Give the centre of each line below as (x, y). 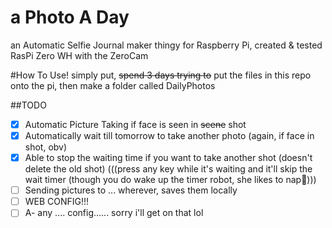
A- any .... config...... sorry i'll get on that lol (114, 213)
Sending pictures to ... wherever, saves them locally (131, 190)
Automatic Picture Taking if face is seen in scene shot (135, 124)
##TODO (28, 105)
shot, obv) (46, 147)
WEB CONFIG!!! (57, 202)
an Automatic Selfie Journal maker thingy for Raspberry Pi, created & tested (166, 45)
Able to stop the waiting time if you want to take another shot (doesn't (168, 158)
